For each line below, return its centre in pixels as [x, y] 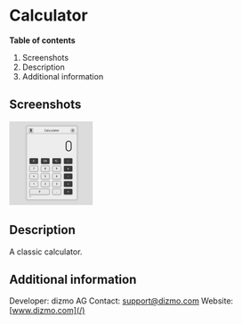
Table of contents [42, 40]
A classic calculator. [46, 252]
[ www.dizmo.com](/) [47, 311]
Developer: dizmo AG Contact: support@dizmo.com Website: [121, 301]
